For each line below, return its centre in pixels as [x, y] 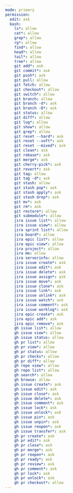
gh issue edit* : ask [35, 389]
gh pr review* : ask [34, 464]
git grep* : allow [32, 131]
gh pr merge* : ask [33, 450]
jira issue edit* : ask [38, 267]
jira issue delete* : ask [40, 272]
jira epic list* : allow [39, 239]
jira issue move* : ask [38, 281]
